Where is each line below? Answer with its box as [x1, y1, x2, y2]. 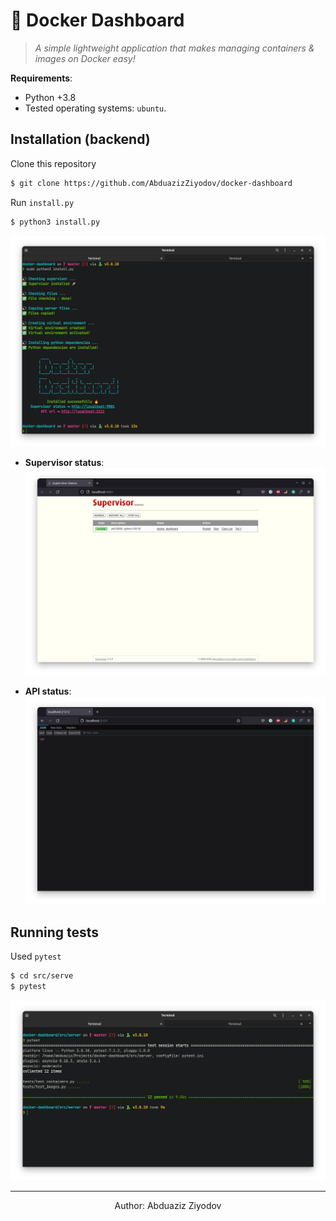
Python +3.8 [24, 91, 77, 103]
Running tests [10, 924, 100, 941]
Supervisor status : [24, 457, 105, 469]
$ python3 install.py [10, 217, 101, 227]
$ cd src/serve [10, 970, 74, 981]
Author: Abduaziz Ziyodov [114, 1199, 222, 1211]
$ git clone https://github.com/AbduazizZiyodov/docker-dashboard [10, 178, 293, 188]
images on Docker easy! [34, 52, 136, 64]
